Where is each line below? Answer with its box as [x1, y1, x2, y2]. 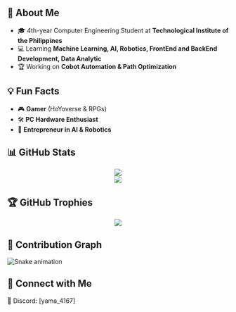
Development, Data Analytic [17, 54, 102, 63]
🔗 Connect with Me [7, 277, 93, 289]
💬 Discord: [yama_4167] [7, 297, 76, 305]
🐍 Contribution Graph [7, 239, 103, 251]
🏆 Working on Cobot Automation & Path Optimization [17, 62, 177, 70]
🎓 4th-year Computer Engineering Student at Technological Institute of [17, 26, 229, 35]
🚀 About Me [7, 7, 60, 19]
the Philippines [17, 36, 63, 44]
